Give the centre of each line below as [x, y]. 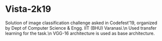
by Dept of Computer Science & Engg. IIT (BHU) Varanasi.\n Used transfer [81, 28]
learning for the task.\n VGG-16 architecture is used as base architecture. [80, 33]
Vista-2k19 [28, 9]
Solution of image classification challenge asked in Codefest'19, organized [81, 23]
